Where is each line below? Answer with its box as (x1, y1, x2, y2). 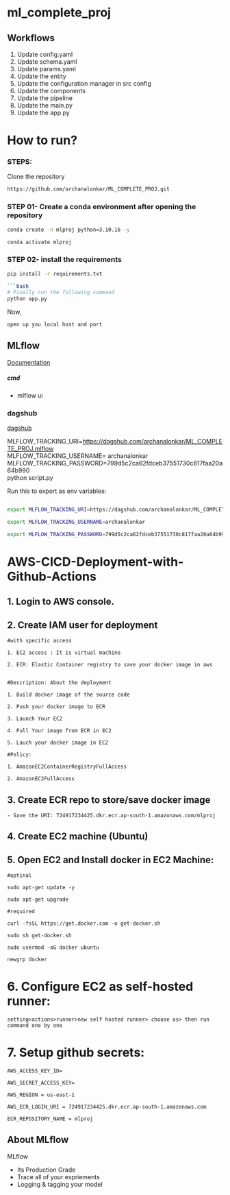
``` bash (7, 282, 29, 289)
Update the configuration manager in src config (16, 80, 152, 87)
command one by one (7, 1022, 63, 1029)
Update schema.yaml (16, 58, 77, 66)
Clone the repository (7, 173, 65, 181)
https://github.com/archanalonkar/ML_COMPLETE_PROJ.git (7, 186, 170, 193)
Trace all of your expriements (16, 1172, 101, 1181)
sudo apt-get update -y (7, 884, 75, 891)
